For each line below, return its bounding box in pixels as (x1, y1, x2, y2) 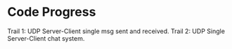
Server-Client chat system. (7, 34, 85, 42)
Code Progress (7, 4, 96, 20)
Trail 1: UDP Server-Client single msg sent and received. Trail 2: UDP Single (7, 27, 225, 35)
